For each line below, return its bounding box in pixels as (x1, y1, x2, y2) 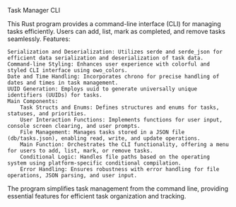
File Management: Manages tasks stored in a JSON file (20, 129, 185, 136)
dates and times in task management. (7, 79, 119, 86)
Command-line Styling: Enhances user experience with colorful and (7, 61, 211, 68)
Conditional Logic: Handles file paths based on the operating (20, 153, 211, 160)
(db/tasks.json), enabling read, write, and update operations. (7, 135, 201, 142)
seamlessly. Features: (7, 35, 71, 43)
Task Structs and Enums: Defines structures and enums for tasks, (20, 104, 220, 111)
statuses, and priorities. (7, 110, 87, 117)
